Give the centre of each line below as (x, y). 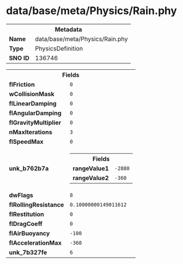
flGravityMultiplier (35, 123)
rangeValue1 (91, 168)
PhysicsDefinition (59, 48)
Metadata (68, 29)
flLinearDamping (33, 103)
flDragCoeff (26, 224)
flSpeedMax (26, 141)
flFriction (22, 84)
